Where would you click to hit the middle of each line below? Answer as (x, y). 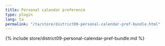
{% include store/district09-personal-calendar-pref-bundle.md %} (75, 38)
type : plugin (19, 15)
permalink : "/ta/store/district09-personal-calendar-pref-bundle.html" (83, 24)
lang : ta (15, 19)
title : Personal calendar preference (45, 10)
